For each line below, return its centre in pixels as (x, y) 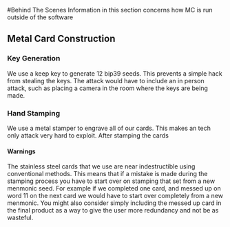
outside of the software (40, 17)
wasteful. (20, 218)
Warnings (21, 151)
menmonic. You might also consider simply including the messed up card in (114, 203)
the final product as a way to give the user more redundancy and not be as (113, 210)
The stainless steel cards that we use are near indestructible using (101, 166)
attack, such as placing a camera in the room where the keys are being (107, 88)
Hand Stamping (34, 113)
